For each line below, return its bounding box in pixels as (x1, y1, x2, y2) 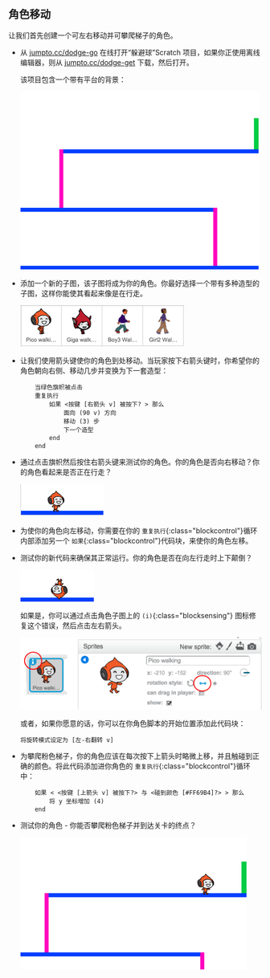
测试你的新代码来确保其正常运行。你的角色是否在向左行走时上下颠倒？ (19, 552, 253, 562)
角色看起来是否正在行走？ (27, 467, 112, 476)
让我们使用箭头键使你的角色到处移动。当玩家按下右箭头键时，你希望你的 (19, 356, 260, 365)
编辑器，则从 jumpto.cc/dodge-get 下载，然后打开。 (19, 57, 194, 67)
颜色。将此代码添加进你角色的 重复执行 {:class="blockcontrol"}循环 (34, 761, 251, 771)
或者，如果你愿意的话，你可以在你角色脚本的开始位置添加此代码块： (19, 718, 246, 728)
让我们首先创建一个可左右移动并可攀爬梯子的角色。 (8, 31, 178, 40)
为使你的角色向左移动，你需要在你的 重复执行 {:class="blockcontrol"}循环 (19, 525, 258, 536)
